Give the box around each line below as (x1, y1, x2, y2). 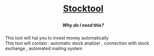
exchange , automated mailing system (5, 45, 83, 51)
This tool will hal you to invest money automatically (5, 35, 109, 41)
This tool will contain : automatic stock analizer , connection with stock (5, 40, 150, 46)
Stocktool (62, 3, 104, 14)
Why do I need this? (62, 22, 104, 28)
